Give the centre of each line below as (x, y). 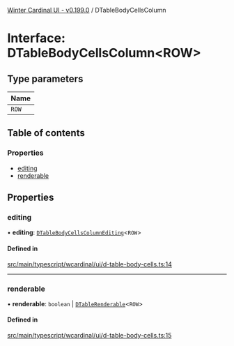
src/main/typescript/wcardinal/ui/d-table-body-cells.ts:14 (90, 264)
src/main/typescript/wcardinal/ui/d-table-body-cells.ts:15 (89, 336)
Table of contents (46, 133)
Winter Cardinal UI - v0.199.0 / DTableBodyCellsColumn (87, 10)
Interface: (37, 38)
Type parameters (45, 78)
